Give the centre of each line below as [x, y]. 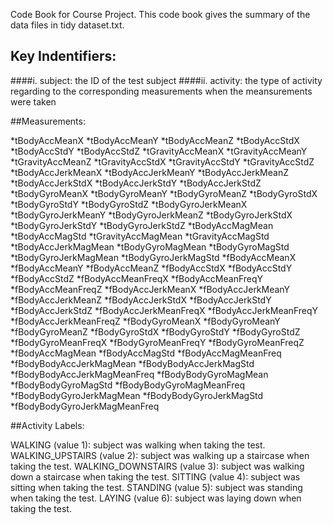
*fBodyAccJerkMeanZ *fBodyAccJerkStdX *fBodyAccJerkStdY [141, 300]
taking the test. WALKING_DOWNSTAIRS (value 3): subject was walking [157, 466]
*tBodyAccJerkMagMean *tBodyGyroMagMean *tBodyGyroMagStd [150, 246]
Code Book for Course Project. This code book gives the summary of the [160, 14]
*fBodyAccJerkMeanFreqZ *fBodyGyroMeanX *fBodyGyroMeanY [145, 321]
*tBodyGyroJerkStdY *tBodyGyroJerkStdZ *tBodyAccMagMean [142, 225]
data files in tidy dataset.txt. [67, 25]
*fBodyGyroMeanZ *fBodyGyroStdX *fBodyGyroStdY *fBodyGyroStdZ [155, 331]
